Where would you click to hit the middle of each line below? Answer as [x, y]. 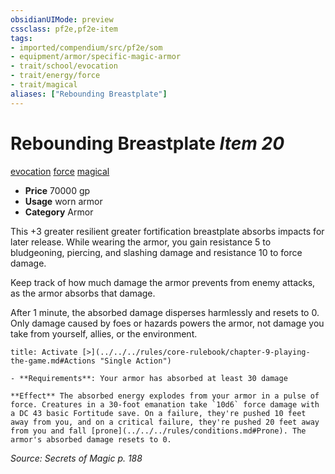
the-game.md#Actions [53, 361]
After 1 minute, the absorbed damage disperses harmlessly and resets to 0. [165, 312]
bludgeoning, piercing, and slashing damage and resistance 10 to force [156, 252]
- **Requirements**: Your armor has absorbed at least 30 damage [149, 378]
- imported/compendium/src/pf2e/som [86, 47]
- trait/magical [44, 85]
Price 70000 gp [57, 190]
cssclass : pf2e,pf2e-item [64, 29]
